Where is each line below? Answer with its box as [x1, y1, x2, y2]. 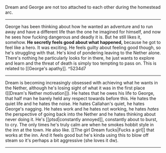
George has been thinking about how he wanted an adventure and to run [5, 24, 153, 29]
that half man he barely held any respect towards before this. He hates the [5, 96, 157, 101]
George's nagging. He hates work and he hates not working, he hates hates [5, 106, 159, 112]
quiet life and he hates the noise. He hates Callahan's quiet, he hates [5, 101, 145, 107]
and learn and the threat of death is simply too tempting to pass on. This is [5, 60, 157, 66]
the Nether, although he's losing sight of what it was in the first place [5, 85, 145, 91]
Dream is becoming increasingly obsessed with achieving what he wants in [5, 80, 158, 85]
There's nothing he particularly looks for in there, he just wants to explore [5, 55, 155, 61]
